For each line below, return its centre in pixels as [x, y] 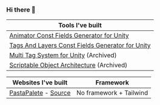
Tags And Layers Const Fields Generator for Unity [80, 46]
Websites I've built [40, 83]
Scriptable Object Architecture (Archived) [68, 65]
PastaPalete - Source [40, 93]
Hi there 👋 [21, 10]
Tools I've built [80, 25]
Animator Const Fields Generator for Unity [69, 36]
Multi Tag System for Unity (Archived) [63, 55]
